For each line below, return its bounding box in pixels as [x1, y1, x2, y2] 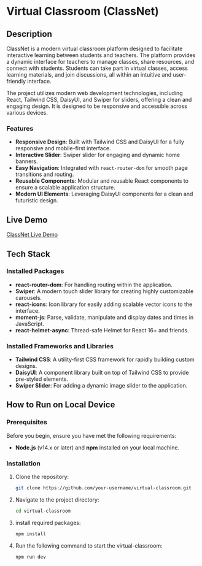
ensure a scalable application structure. [15, 184, 115, 191]
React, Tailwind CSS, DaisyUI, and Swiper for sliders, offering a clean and [6, 96, 192, 103]
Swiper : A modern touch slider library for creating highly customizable [15, 287, 194, 295]
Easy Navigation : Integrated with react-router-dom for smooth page [15, 164, 188, 172]
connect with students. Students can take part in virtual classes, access [6, 64, 188, 72]
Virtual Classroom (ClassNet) [6, 4, 160, 18]
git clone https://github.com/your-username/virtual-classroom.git [15, 485, 192, 491]
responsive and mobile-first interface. [15, 145, 111, 152]
